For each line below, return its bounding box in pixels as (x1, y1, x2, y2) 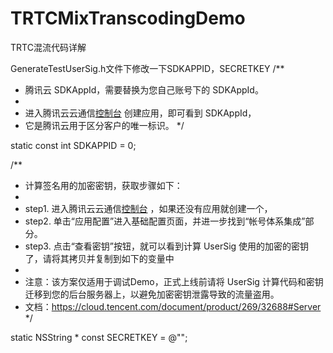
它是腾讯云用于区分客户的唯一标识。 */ (24, 119, 185, 131)
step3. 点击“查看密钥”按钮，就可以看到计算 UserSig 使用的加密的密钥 (24, 240, 310, 252)
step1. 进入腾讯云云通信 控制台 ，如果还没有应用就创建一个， (24, 202, 273, 214)
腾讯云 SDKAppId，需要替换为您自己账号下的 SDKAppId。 (24, 83, 264, 96)
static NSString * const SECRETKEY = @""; (10, 331, 188, 343)
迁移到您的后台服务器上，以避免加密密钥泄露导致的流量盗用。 (24, 288, 280, 300)
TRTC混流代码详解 (10, 41, 87, 53)
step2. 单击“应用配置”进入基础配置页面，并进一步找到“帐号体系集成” (24, 215, 306, 227)
